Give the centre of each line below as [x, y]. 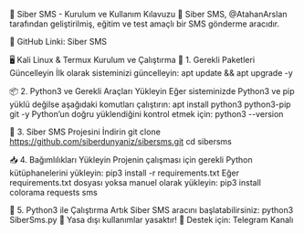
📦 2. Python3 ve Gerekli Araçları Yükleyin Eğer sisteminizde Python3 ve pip [152, 91]
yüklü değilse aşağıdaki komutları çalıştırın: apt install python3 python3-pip [150, 104]
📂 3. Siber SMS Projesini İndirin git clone [85, 132]
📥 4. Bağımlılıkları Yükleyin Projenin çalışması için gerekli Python [131, 160]
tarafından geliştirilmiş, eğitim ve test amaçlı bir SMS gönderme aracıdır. [145, 24]
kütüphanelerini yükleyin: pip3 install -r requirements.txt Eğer [125, 173]
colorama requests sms [53, 192]
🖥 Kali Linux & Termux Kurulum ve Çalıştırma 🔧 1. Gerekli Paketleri [132, 60]
